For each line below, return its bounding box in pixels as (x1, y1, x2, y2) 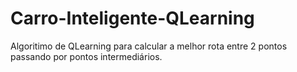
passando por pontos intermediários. (10, 50, 163, 62)
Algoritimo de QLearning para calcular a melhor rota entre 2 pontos (10, 40, 288, 52)
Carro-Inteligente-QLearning (10, 7, 255, 30)
